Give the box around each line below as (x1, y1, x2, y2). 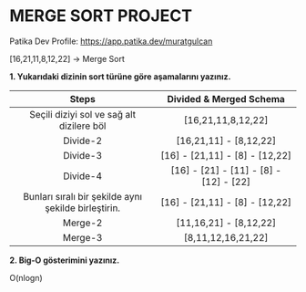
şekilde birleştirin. (45, 202, 121, 214)
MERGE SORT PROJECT (9, 5, 193, 26)
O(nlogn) (9, 272, 43, 283)
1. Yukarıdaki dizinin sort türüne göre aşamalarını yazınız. (9, 70, 231, 82)
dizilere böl (58, 120, 107, 132)
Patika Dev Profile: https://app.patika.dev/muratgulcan (9, 36, 213, 47)
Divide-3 (63, 149, 103, 162)
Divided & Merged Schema (167, 92, 285, 105)
